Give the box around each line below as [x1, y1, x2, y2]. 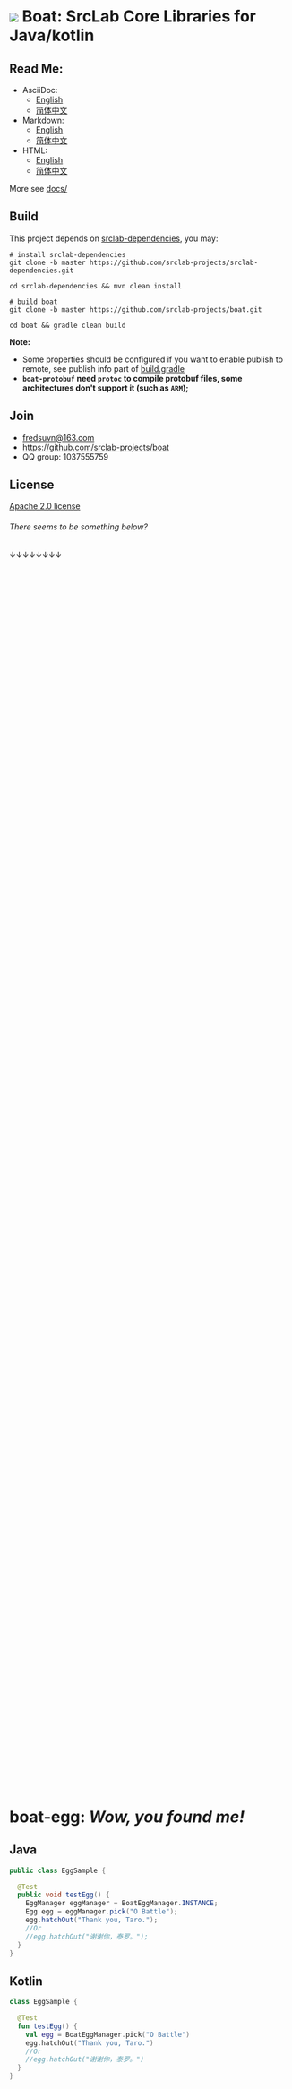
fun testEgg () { [17, 2022, 78, 2031]
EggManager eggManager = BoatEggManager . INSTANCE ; [25, 1899, 219, 1908]
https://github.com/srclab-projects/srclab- [89, 258, 258, 267]
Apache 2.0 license [9, 501, 81, 512]
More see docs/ [9, 184, 68, 193]
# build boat [9, 297, 58, 306]
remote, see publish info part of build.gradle [21, 363, 185, 374]
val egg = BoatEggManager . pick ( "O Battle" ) [25, 2030, 191, 2039]
